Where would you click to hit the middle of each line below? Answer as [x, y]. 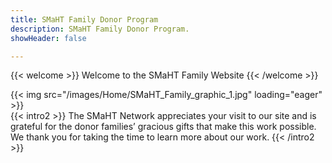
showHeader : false [48, 38]
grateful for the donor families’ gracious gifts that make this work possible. [163, 127]
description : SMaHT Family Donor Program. [100, 29]
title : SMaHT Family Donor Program [84, 19]
